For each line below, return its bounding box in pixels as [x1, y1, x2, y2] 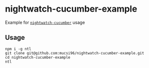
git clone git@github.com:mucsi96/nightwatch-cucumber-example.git [5, 51, 145, 55]
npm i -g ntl [5, 46, 32, 51]
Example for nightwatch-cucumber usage [5, 19, 85, 25]
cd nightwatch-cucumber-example [5, 55, 70, 60]
